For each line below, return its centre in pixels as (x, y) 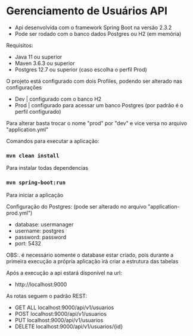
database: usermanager (44, 224)
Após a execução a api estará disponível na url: (64, 273)
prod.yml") (19, 213)
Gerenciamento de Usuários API (87, 11)
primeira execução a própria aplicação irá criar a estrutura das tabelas (92, 261)
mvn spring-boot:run (36, 183)
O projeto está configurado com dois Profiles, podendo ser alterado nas (94, 81)
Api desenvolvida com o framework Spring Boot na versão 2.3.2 (93, 27)
